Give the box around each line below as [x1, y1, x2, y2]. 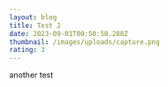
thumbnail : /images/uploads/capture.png [9, 37, 161, 47]
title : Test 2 [9, 21, 62, 30]
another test [9, 69, 54, 80]
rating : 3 [9, 46, 46, 54]
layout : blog [9, 12, 57, 22]
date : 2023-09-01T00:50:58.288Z [9, 29, 128, 38]
